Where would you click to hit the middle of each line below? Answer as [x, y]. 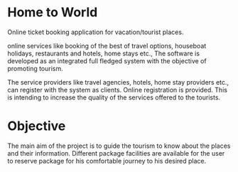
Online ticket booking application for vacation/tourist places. [96, 32]
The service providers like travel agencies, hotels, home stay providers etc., [118, 82]
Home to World [53, 12]
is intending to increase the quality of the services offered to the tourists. [114, 97]
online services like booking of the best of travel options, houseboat [107, 45]
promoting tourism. [36, 68]
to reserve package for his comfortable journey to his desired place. [107, 161]
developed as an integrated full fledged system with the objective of [107, 60]
